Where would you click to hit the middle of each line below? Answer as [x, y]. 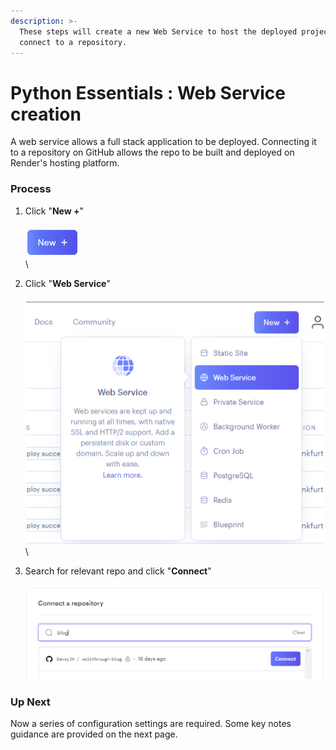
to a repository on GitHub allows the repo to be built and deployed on [152, 152]
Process [31, 189]
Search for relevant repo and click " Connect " [118, 571]
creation [46, 114]
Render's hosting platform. [65, 163]
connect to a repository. [73, 42]
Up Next [30, 702]
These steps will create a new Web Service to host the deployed [158, 31]
